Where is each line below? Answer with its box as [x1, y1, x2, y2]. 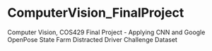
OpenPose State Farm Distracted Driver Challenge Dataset [7, 35, 178, 43]
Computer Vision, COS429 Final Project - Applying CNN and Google [7, 28, 206, 36]
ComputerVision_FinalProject [7, 5, 184, 21]
